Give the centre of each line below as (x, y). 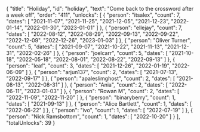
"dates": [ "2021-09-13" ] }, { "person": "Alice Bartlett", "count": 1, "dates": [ (99, 104)
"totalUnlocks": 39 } (31, 123)
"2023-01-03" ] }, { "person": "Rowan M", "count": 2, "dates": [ (102, 91)
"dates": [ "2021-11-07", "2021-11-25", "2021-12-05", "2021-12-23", (88, 21)
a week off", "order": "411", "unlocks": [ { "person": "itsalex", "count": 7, (93, 15)
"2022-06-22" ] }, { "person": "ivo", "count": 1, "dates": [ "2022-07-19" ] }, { (99, 110)
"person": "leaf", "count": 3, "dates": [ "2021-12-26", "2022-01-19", (89, 66)
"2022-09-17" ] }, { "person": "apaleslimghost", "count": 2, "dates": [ (91, 78)
